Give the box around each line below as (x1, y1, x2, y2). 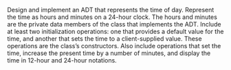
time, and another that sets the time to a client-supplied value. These (7, 35, 202, 43)
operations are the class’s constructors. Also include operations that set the (7, 42, 221, 50)
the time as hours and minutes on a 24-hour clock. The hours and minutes (7, 13, 218, 21)
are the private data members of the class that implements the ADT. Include (7, 20, 221, 28)
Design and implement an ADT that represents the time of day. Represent (7, 6, 214, 14)
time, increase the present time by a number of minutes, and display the (7, 49, 211, 57)
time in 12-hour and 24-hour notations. (7, 56, 117, 64)
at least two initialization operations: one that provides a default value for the (7, 27, 224, 35)
